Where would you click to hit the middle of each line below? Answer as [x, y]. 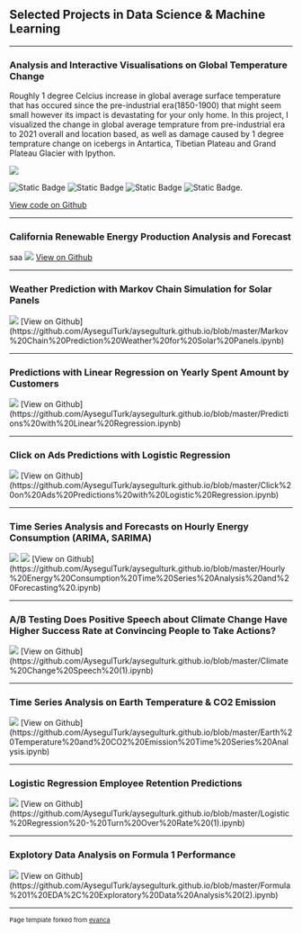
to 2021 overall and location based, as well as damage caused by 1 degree [147, 134]
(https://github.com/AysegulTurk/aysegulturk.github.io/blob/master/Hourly [147, 568]
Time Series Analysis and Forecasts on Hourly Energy [129, 527]
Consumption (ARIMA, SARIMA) [81, 538]
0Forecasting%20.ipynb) [55, 587]
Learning [35, 29]
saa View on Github [51, 258]
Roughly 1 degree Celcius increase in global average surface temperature [145, 96]
